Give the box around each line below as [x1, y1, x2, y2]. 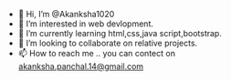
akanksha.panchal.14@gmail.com [17, 61, 144, 72]
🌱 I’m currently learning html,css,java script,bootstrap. [17, 28, 222, 38]
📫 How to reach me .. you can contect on [17, 48, 176, 58]
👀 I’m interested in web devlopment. [17, 18, 153, 29]
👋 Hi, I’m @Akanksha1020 [17, 9, 115, 19]
